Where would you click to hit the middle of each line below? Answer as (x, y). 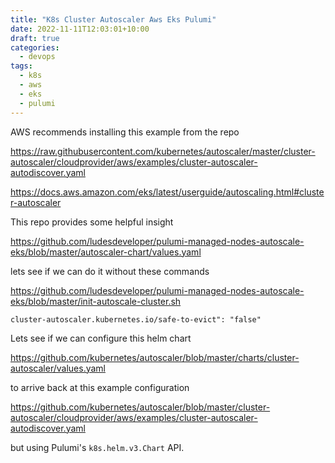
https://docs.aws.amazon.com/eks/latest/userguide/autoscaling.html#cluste (167, 192)
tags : (21, 66)
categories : (35, 47)
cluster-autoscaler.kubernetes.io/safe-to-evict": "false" (136, 319)
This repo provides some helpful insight (92, 222)
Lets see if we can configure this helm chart (101, 338)
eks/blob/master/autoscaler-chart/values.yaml (106, 252)
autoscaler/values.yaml (58, 368)
